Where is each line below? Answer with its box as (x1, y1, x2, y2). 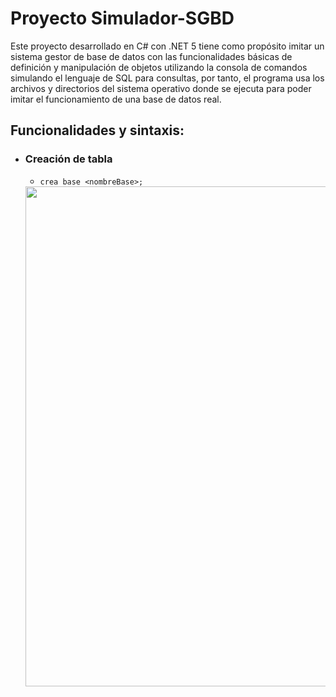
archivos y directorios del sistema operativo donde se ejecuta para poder (10, 82, 312, 94)
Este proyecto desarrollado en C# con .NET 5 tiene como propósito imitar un (10, 40, 325, 52)
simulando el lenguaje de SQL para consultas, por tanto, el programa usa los (10, 72, 325, 84)
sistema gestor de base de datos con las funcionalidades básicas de (10, 50, 293, 62)
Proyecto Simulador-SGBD (10, 7, 235, 30)
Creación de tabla (24, 152, 113, 166)
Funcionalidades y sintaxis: (10, 122, 185, 139)
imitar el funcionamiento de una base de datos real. (10, 93, 222, 105)
